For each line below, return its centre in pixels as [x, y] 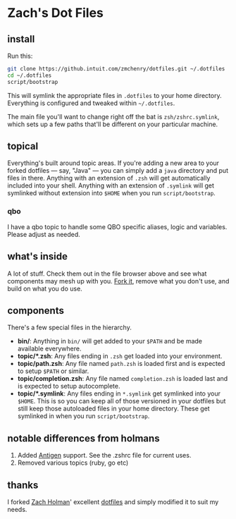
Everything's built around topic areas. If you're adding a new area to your [113, 163]
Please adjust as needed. [44, 234]
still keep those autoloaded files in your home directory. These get [113, 409]
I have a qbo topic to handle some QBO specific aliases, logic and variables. [117, 226]
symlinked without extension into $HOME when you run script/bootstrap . [112, 193]
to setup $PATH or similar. [53, 371]
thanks [23, 485]
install [21, 39]
